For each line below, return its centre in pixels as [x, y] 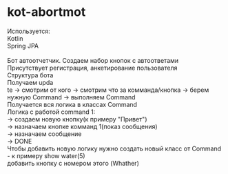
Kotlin [15, 38]
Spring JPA [23, 46]
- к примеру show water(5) [46, 155]
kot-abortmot [46, 12]
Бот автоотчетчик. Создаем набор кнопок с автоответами [93, 60]
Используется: [29, 31]
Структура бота [30, 75]
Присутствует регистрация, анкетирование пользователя [92, 68]
